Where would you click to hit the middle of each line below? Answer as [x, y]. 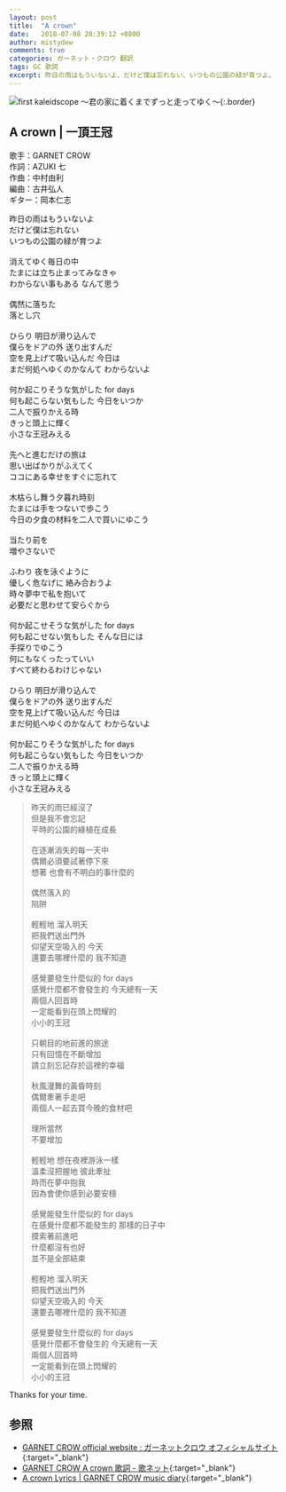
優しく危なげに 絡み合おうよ [61, 582]
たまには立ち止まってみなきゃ [63, 272]
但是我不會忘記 [58, 818]
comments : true [37, 51]
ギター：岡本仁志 [40, 200]
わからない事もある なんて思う [65, 283]
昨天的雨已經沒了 [62, 807]
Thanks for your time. [48, 1394]
